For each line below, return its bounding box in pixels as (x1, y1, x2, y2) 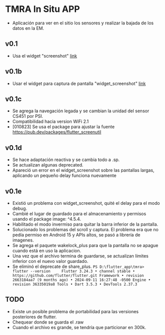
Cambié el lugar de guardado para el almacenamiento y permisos (12, 211, 147, 217)
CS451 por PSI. (12, 113, 43, 119)
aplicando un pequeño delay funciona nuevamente (12, 172, 117, 178)
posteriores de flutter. (12, 314, 57, 320)
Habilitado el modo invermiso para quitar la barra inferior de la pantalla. (12, 221, 159, 227)
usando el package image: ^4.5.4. (12, 216, 81, 222)
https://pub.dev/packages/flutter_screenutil (12, 129, 102, 135)
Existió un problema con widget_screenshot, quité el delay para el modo (12, 200, 160, 206)
